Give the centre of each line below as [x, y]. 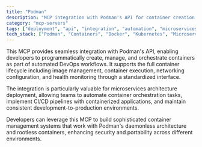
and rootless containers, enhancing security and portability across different [99, 133]
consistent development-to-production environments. [73, 108]
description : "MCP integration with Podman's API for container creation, [102, 17]
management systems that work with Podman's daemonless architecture [96, 126]
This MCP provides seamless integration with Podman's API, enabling [92, 51]
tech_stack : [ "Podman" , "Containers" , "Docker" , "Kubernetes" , [87, 34]
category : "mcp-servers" [37, 23]
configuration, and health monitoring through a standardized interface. [93, 77]
